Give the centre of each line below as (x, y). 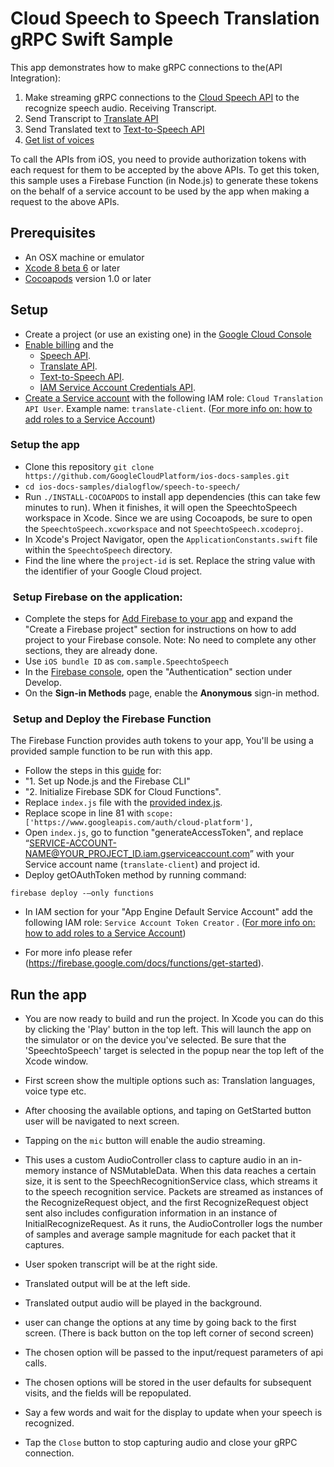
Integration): (36, 78)
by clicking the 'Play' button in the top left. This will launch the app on (168, 1029)
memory (42, 1171)
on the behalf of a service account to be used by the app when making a (160, 191)
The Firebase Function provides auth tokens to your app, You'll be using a (162, 741)
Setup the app (45, 445)
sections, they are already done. (91, 651)
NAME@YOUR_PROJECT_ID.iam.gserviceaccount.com (137, 854)
